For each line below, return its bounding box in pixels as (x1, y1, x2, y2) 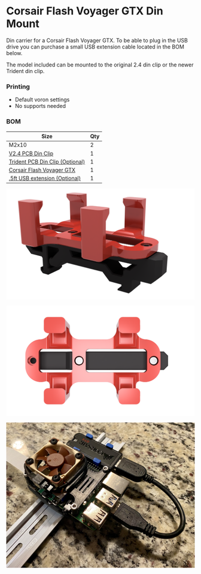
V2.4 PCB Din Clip (8, 150, 54, 157)
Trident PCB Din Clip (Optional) (8, 158, 86, 165)
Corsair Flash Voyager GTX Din (6, 4, 163, 18)
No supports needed (14, 102, 66, 110)
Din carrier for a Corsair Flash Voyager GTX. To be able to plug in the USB (6, 37, 188, 44)
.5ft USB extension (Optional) (8, 175, 81, 182)
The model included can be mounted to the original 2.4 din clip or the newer (6, 61, 194, 68)
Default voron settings (14, 96, 70, 103)
